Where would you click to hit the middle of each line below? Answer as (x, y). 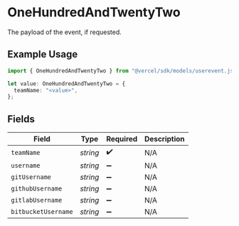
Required (122, 139)
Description (165, 139)
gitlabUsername (37, 200)
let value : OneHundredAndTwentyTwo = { (67, 84)
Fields (21, 119)
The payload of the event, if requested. (65, 32)
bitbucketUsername (42, 212)
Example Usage (43, 54)
